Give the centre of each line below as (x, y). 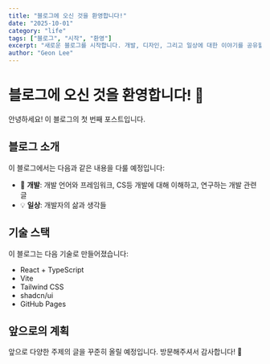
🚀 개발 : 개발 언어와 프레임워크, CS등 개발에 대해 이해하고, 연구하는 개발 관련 (138, 185)
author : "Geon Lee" (41, 53)
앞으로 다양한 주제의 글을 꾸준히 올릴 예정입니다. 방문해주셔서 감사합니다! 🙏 (125, 352)
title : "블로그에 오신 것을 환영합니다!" (67, 16)
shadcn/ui (37, 295)
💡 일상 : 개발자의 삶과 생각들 (63, 205)
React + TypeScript (52, 269)
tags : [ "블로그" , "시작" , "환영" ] (60, 38)
